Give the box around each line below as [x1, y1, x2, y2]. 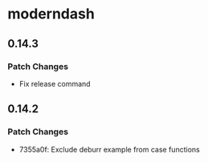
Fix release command [18, 79, 91, 88]
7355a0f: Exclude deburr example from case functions [18, 144, 200, 154]
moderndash [7, 5, 96, 23]
